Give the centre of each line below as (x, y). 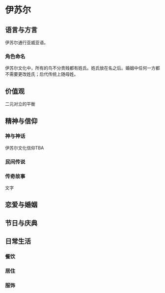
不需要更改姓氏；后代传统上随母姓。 (42, 74)
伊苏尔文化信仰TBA (25, 147)
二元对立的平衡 (20, 104)
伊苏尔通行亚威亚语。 (27, 43)
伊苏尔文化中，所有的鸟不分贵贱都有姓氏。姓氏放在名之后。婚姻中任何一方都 (82, 68)
